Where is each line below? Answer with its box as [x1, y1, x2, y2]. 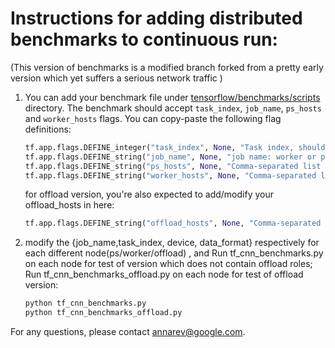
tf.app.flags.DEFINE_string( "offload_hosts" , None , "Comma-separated [24, 218, 322, 229]
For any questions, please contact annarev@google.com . [10, 326, 246, 338]
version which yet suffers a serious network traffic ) [10, 72, 223, 84]
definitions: [24, 123, 72, 135]
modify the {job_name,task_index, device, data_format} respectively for [24, 237, 320, 249]
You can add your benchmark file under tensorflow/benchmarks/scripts [24, 91, 321, 103]
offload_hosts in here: [24, 199, 115, 211]
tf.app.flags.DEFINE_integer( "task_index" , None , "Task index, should [24, 142, 326, 152]
